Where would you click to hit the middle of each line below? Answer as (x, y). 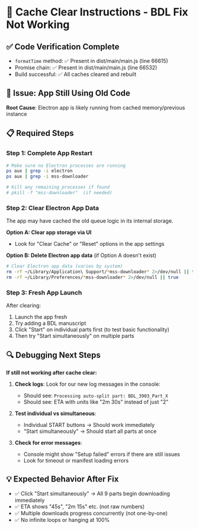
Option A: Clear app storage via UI (49, 232)
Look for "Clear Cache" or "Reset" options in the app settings (89, 244)
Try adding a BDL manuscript (50, 324)
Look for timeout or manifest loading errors (76, 460)
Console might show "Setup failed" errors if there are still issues (102, 454)
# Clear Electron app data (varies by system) (65, 267)
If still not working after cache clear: (52, 372)
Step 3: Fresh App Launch (44, 292)
